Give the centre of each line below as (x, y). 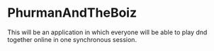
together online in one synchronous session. (72, 39)
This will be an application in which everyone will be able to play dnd (107, 32)
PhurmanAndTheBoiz (72, 13)
